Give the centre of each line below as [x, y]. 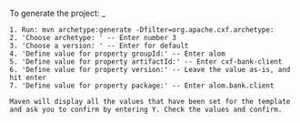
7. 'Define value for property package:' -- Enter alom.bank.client [142, 86]
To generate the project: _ [58, 13]
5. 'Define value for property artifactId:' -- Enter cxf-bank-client [146, 62]
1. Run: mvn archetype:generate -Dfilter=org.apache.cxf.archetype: [142, 30]
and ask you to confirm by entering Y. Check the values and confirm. [146, 109]
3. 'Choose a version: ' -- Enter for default [99, 46]
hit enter [28, 77]
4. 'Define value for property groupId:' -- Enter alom [117, 54]
